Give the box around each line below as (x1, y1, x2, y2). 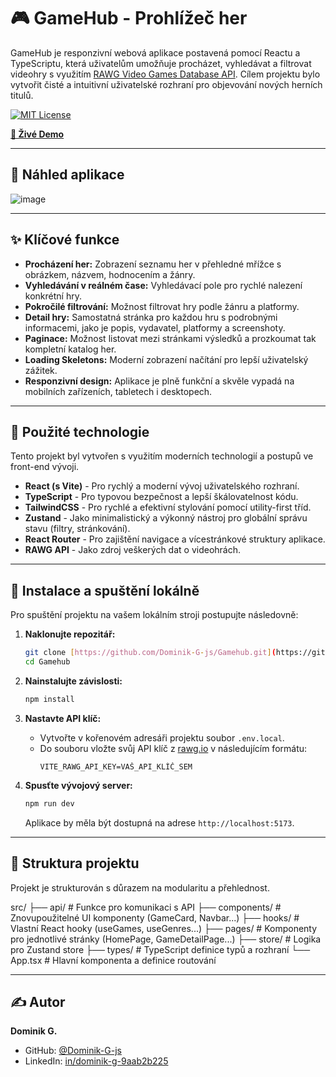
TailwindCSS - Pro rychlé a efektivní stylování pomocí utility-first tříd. (24, 501, 312, 514)
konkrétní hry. (24, 290, 82, 302)
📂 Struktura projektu (10, 855, 140, 872)
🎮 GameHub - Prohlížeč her (10, 7, 248, 30)
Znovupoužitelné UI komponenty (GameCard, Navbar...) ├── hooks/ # (10, 911, 300, 924)
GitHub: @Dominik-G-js (24, 1045, 122, 1057)
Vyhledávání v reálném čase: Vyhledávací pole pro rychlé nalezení (24, 279, 303, 291)
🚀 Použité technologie (10, 423, 150, 440)
